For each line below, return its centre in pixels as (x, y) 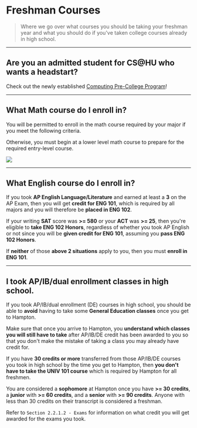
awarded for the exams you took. (46, 419)
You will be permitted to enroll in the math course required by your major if (96, 124)
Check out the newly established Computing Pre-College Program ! (86, 86)
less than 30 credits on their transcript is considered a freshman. (84, 401)
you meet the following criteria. (44, 130)
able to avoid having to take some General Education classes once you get (97, 311)
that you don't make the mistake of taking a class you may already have (93, 341)
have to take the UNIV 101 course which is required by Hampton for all (91, 371)
